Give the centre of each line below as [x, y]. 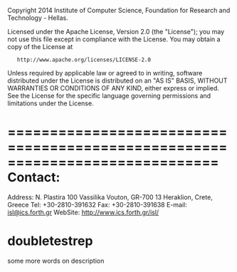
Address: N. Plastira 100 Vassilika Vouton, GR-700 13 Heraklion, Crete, [110, 197]
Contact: [34, 178]
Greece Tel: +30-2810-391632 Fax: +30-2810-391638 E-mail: [97, 204]
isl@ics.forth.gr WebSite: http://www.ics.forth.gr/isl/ [83, 212]
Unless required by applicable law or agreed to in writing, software [105, 73]
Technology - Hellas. [38, 18]
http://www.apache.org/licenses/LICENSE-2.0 [84, 60]
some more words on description [56, 261]
